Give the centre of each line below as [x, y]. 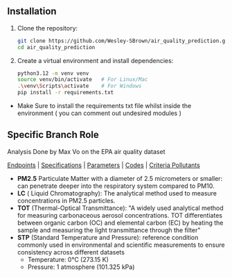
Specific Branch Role [53, 135]
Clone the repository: [47, 28]
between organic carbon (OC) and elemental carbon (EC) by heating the [120, 223]
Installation [32, 11]
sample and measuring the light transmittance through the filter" [109, 230]
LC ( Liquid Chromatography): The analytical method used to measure [117, 193]
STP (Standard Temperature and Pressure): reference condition [108, 237]
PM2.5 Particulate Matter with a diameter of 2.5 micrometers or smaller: [120, 178]
